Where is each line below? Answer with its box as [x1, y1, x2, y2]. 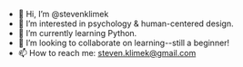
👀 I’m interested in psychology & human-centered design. [17, 18, 234, 29]
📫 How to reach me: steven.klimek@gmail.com [17, 48, 197, 58]
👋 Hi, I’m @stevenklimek [17, 9, 109, 19]
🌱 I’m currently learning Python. [17, 28, 137, 38]
